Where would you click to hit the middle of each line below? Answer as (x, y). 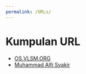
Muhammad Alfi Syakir (42, 64)
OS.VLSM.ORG (33, 58)
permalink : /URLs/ (28, 12)
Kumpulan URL (43, 41)
